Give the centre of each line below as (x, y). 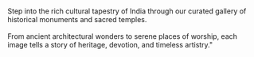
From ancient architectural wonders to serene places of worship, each (123, 36)
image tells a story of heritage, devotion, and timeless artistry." (110, 45)
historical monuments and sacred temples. (77, 19)
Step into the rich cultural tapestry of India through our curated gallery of (127, 11)
